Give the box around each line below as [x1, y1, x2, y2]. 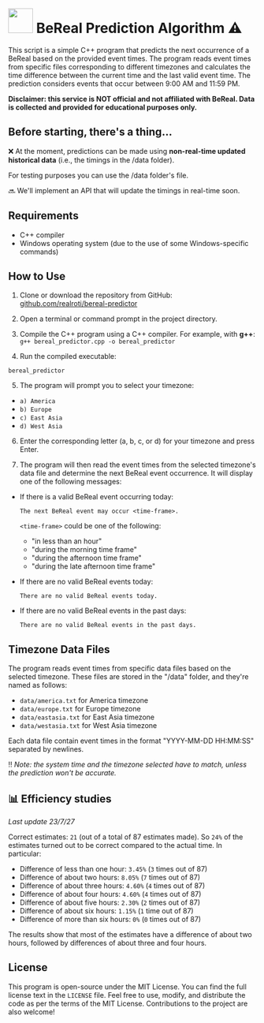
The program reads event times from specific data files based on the [8, 663, 232, 674]
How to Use [8, 269, 66, 283]
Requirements [8, 209, 79, 222]
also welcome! [8, 1006, 55, 1017]
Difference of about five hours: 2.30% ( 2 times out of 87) [19, 898, 201, 907]
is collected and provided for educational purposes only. [8, 103, 198, 112]
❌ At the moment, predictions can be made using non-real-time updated [8, 146, 246, 155]
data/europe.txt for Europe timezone [19, 704, 141, 714]
